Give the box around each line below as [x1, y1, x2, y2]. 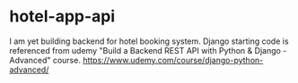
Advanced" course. [9, 54, 81, 65]
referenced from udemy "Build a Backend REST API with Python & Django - [9, 45, 287, 55]
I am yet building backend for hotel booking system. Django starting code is [9, 36, 289, 46]
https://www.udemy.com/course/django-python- [82, 54, 264, 65]
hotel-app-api [9, 6, 116, 27]
